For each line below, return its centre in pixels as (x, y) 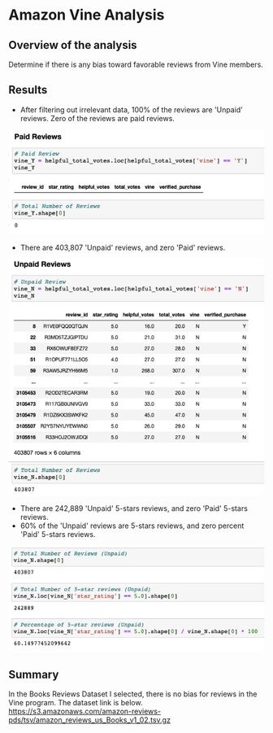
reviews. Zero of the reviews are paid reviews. (97, 118)
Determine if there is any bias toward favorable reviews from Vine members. (136, 64)
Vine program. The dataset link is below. (76, 703)
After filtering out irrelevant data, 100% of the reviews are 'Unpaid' (132, 109)
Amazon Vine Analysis (87, 15)
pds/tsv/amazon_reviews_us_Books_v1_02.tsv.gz (89, 720)
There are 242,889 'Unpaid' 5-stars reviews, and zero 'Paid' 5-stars (134, 508)
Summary (34, 674)
